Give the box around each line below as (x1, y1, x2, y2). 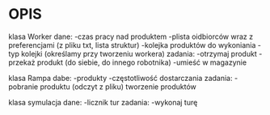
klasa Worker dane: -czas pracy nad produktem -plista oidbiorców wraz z (8, 32, 253, 41)
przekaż (8, 57, 36, 67)
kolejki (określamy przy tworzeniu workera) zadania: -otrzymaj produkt (21, 49, 257, 58)
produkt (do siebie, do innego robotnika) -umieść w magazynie (36, 57, 247, 67)
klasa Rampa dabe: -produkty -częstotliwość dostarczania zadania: (8, 73, 233, 83)
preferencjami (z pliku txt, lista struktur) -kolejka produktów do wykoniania (8, 40, 256, 49)
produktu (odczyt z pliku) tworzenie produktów (40, 82, 196, 92)
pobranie (8, 82, 39, 92)
